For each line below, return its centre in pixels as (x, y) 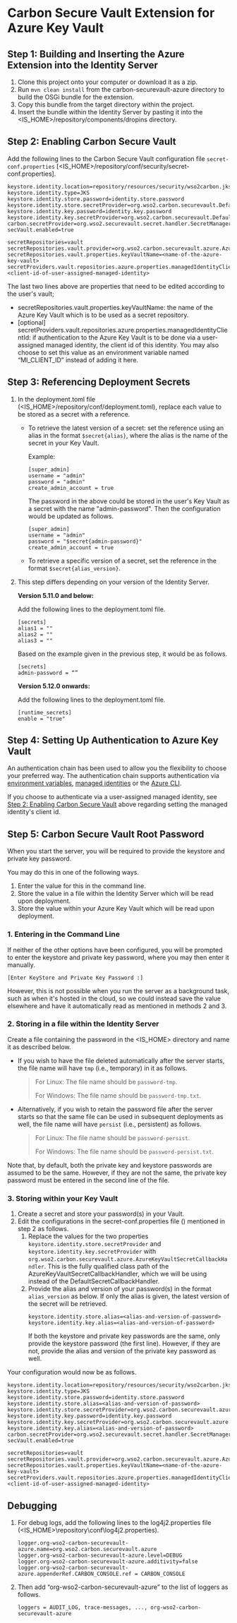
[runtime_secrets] (44, 712)
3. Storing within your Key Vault (63, 1198)
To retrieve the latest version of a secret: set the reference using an (126, 428)
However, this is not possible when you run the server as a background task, (119, 990)
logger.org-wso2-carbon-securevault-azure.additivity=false (108, 1562)
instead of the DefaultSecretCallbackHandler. (94, 1281)
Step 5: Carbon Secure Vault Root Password (106, 834)
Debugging (32, 1505)
